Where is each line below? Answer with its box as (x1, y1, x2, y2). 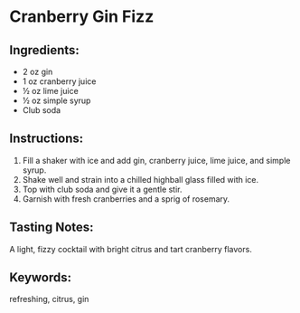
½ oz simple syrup (22, 95, 91, 106)
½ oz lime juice (22, 86, 79, 96)
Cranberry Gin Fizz (9, 6, 155, 27)
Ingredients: (9, 43, 80, 58)
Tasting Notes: (9, 220, 94, 235)
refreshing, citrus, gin (9, 294, 89, 305)
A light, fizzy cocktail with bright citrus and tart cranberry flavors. (9, 243, 253, 254)
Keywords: (9, 270, 72, 286)
